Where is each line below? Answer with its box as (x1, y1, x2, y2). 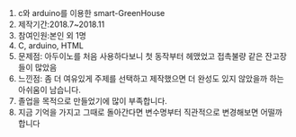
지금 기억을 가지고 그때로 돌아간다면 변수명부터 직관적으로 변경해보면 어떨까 (17, 107, 283, 117)
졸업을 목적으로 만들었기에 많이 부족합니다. (17, 96, 168, 106)
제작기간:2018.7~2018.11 (17, 19, 105, 30)
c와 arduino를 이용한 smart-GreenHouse (17, 8, 166, 18)
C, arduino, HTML (17, 40, 84, 51)
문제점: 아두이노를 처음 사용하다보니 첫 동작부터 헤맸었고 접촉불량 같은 (17, 51, 264, 61)
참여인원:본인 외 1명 (17, 30, 87, 40)
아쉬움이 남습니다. (17, 84, 81, 95)
